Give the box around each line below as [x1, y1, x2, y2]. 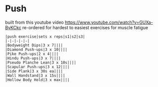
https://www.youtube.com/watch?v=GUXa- [64, 19, 154, 25]
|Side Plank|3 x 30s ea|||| [5, 69, 63, 74]
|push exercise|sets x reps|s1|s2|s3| [5, 34, 85, 39]
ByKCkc [5, 24, 21, 30]
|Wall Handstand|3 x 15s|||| [5, 73, 65, 78]
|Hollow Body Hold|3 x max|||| [5, 77, 70, 82]
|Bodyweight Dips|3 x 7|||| [5, 43, 63, 47]
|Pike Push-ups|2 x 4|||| [5, 51, 58, 56]
